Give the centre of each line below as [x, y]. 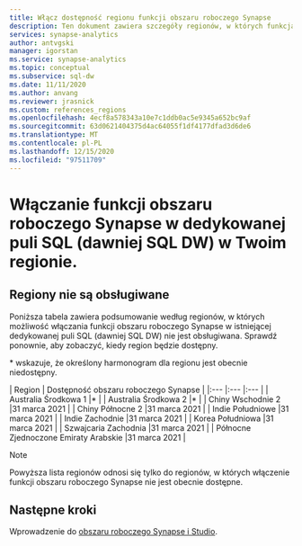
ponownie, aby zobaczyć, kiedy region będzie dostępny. [114, 345]
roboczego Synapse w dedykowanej [147, 224]
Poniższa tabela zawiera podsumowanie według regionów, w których [137, 317]
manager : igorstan [44, 51]
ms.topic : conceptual [50, 68]
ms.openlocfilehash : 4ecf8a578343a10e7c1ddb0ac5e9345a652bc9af [130, 118]
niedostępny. [33, 372]
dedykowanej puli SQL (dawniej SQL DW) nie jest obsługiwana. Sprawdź [143, 336]
